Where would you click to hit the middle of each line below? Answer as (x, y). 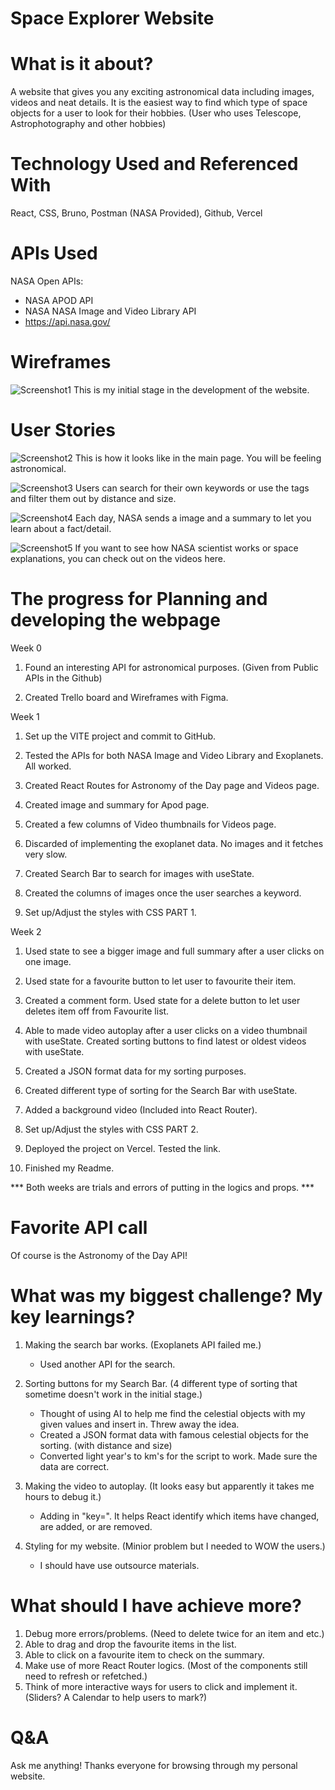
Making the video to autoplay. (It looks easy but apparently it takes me (169, 1486)
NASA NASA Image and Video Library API (110, 311)
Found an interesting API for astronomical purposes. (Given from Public (171, 667)
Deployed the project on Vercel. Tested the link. (123, 1148)
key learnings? (73, 1316)
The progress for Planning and (139, 599)
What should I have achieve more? (156, 1605)
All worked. (48, 766)
